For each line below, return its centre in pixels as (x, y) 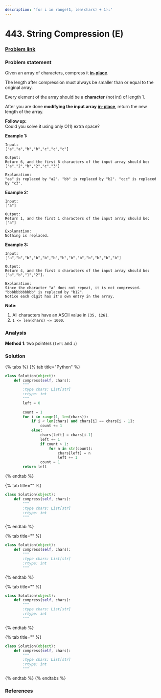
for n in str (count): (71, 449)
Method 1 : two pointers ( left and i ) (41, 343)
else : (37, 430)
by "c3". (14, 183)
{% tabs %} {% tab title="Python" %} (43, 367)
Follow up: (16, 121)
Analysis (16, 333)
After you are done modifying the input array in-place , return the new (76, 107)
